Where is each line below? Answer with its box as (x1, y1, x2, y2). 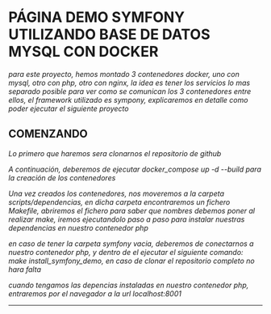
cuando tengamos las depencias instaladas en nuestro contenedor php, (8, 280, 249, 290)
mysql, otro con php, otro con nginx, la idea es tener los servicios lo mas (8, 78, 251, 87)
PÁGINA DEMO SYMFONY (8, 8, 186, 27)
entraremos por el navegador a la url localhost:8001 (8, 288, 181, 299)
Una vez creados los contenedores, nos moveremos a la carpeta (8, 189, 224, 198)
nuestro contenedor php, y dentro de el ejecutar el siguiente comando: (8, 247, 244, 257)
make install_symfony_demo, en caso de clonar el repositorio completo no (8, 256, 256, 265)
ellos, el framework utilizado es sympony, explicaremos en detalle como (8, 95, 248, 104)
